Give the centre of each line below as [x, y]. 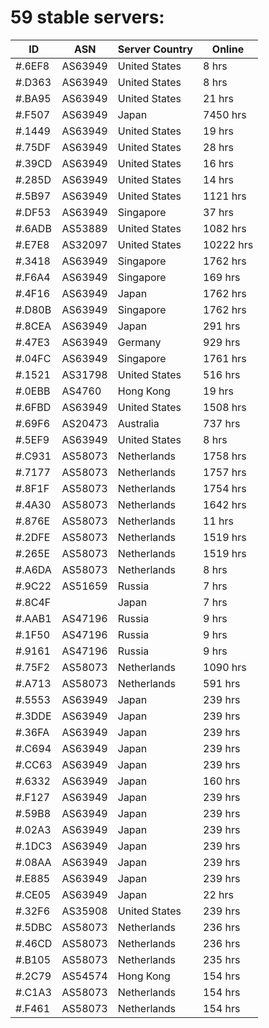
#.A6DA [33, 569]
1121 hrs [225, 196]
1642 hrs [225, 504]
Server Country [155, 49]
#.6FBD [33, 407]
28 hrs [218, 147]
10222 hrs [228, 244]
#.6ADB [33, 228]
